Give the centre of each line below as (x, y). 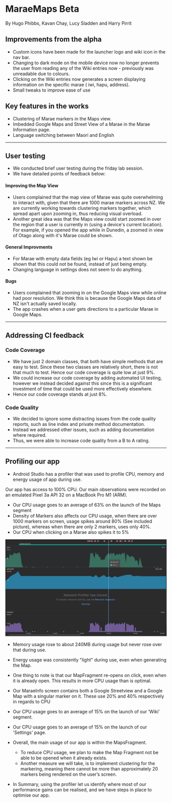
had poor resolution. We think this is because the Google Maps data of (87, 298)
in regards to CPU (31, 701)
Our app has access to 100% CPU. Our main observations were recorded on (85, 489)
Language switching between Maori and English (63, 135)
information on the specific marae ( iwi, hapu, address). (71, 84)
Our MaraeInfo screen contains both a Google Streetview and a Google (88, 690)
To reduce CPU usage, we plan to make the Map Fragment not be (89, 752)
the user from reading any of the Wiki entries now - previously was (83, 68)
